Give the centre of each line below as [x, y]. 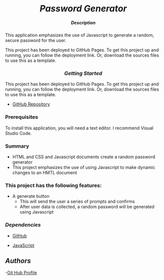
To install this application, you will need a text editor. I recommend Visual [79, 128]
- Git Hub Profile [21, 273]
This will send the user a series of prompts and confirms [77, 202]
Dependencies [23, 225]
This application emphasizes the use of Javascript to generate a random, [80, 35]
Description [83, 22]
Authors [18, 261]
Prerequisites [22, 117]
